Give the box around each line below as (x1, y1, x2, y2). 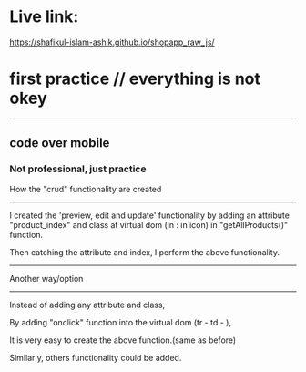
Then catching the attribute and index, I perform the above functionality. (9, 246, 280, 257)
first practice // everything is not (9, 68, 261, 89)
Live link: (9, 6, 79, 27)
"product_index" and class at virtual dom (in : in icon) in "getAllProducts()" (9, 219, 289, 230)
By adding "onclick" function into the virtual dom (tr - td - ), (9, 316, 232, 327)
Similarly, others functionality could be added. (9, 352, 182, 363)
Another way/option (9, 273, 84, 284)
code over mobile (9, 135, 110, 151)
